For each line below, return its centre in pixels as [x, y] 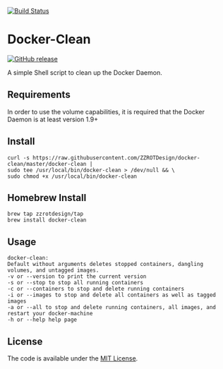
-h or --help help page [42, 320]
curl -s [19, 158]
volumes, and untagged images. [53, 271]
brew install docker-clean [47, 220]
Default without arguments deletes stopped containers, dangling [105, 265]
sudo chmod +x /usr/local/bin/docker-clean [72, 176]
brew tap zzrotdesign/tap [45, 214]
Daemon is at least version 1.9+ [53, 119]
